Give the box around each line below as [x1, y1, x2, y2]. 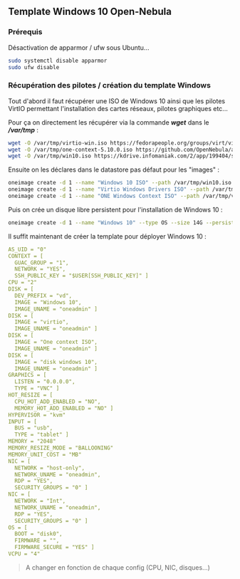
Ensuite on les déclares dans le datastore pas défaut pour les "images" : [8, 165, 220, 174]
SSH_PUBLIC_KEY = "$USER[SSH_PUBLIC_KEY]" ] [14, 272, 149, 280]
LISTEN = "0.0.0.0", [14, 378, 75, 385]
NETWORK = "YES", [14, 266, 66, 273]
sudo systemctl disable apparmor [8, 57, 108, 64]
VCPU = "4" [8, 551, 41, 558]
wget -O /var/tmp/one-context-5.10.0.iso [8, 146, 133, 153]
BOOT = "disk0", [14, 531, 63, 538]
